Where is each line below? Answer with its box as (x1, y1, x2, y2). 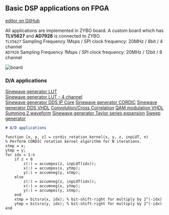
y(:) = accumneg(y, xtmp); (23, 170, 81, 175)
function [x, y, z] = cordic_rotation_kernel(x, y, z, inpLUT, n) (5, 134, 149, 139)
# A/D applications (5, 126, 47, 131)
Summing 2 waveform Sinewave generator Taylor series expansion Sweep (5, 110, 161, 116)
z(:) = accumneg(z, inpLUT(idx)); (23, 179, 96, 184)
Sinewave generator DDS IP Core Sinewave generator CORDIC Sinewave (5, 99, 157, 106)
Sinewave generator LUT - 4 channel (5, 94, 83, 100)
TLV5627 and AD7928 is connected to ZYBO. (5, 33, 101, 39)
